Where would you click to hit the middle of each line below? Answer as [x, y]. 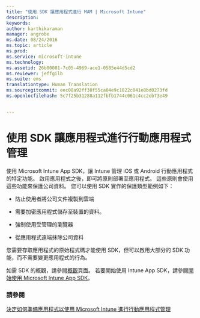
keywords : [19, 23]
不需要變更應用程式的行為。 [56, 257]
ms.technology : [25, 62]
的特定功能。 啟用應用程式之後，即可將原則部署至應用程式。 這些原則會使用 [100, 178]
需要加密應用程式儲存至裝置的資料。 [60, 211]
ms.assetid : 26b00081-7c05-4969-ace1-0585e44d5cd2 [71, 68]
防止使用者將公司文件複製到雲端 [54, 199]
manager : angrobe [28, 34]
